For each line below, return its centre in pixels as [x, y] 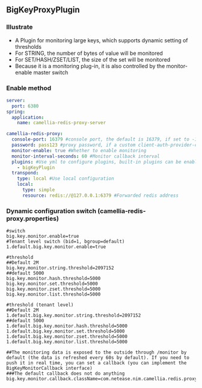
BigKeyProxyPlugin [43, 10]
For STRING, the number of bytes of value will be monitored [89, 53]
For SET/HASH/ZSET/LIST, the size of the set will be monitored [93, 59]
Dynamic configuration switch [51, 211]
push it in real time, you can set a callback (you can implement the [96, 363]
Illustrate [20, 27]
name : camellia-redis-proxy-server [62, 123]
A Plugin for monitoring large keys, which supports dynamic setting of [101, 40]
